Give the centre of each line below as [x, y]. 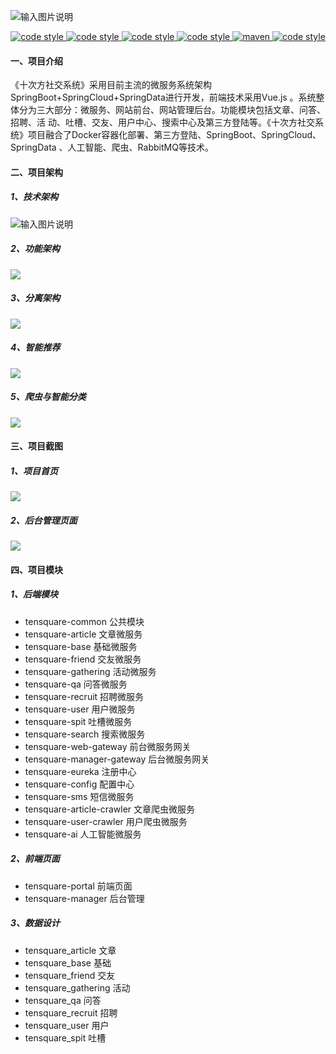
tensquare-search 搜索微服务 [85, 734]
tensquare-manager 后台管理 [84, 898]
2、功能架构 [35, 249]
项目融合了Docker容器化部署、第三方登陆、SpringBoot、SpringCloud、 [174, 135]
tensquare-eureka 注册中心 [80, 771]
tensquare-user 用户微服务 [80, 709]
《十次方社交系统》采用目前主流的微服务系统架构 [111, 85]
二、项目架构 [36, 172]
